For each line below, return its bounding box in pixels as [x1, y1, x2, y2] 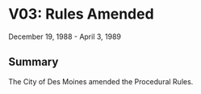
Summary [8, 55, 59, 69]
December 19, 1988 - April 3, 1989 [8, 32, 122, 41]
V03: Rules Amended [8, 5, 155, 23]
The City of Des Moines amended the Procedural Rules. [8, 76, 194, 86]
